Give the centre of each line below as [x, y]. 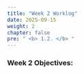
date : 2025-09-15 [32, 20]
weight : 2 [21, 26]
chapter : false [29, 33]
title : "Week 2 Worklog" [42, 13]
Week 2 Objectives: [40, 63]
